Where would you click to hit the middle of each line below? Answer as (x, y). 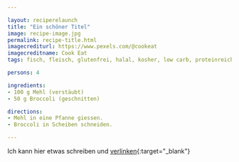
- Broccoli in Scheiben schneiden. (60, 125)
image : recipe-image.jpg (44, 33)
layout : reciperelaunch (43, 20)
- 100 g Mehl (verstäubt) (46, 92)
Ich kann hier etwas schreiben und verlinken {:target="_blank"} (99, 151)
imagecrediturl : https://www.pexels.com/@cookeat (83, 47)
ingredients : (27, 85)
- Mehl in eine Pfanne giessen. (55, 118)
